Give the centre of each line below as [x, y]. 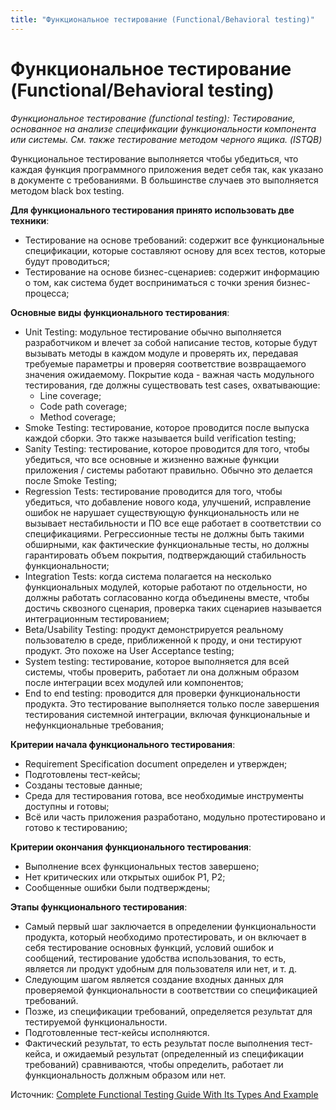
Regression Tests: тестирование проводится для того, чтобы [153, 491]
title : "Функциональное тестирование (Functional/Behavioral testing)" [162, 19]
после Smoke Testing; [71, 480]
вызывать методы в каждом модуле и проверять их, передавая [161, 353]
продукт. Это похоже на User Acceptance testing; [129, 650]
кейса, [38, 1053]
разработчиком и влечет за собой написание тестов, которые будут [171, 342]
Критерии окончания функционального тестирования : [131, 847]
